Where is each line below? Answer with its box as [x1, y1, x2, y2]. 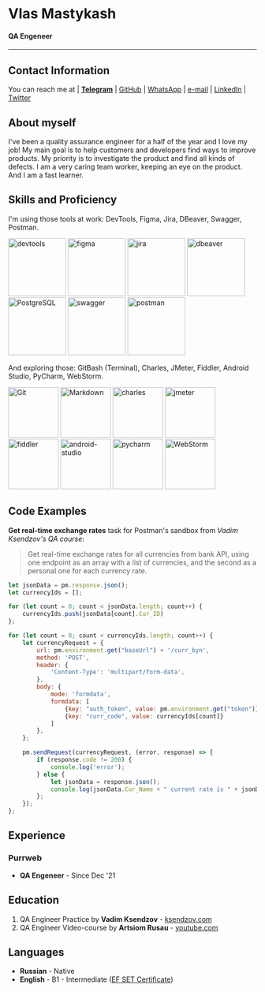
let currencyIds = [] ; [8, 588, 83, 596]
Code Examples [8, 505, 87, 518]
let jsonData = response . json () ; [50, 778, 160, 785]
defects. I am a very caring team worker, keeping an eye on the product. [8, 162, 243, 172]
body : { [36, 683, 62, 691]
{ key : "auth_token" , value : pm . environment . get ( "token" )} [64, 705, 259, 713]
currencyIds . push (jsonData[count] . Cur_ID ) [22, 610, 164, 618]
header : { [36, 661, 69, 669]
